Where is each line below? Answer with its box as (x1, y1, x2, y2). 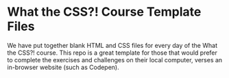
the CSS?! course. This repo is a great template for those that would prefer (7, 49, 218, 57)
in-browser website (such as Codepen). (7, 63, 120, 71)
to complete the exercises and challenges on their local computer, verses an (7, 55, 223, 64)
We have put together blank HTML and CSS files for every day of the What (7, 41, 218, 49)
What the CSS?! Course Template (7, 4, 202, 20)
